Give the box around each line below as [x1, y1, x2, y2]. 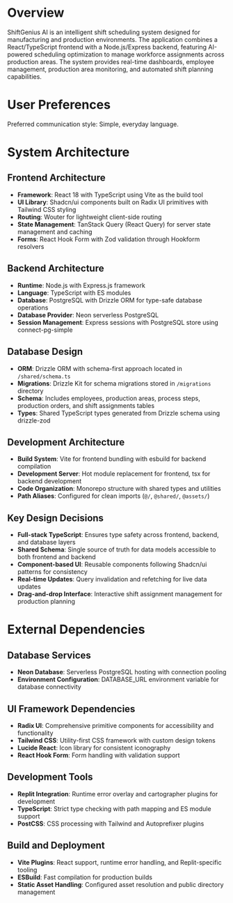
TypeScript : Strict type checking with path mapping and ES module [17, 804, 211, 813]
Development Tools [7, 771, 93, 783]
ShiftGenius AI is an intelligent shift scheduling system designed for [7, 28, 200, 36]
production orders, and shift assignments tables [17, 401, 155, 409]
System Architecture [7, 144, 130, 160]
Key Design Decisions [7, 512, 104, 524]
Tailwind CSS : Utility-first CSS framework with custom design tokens [17, 736, 216, 744]
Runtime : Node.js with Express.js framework [17, 281, 146, 289]
